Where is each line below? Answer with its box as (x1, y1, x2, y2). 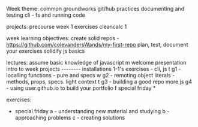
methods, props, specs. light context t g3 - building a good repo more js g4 (6, 78, 192, 85)
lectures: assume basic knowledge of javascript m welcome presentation (6, 59, 187, 66)
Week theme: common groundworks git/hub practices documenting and (6, 5, 185, 12)
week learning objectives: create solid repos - (6, 35, 119, 41)
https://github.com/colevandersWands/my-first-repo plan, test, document (6, 41, 188, 48)
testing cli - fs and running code (6, 11, 86, 19)
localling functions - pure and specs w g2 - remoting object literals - (6, 72, 175, 78)
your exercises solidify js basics (6, 47, 85, 55)
